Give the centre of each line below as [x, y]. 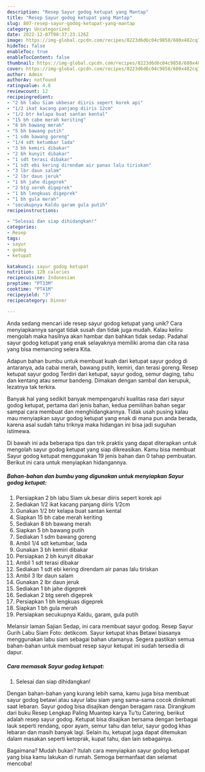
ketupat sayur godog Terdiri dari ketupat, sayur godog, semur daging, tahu [100, 374]
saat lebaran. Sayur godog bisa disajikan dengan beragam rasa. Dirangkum [101, 706]
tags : [14, 238]
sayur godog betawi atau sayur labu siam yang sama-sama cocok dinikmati [102, 700]
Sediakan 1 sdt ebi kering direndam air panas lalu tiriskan [87, 569]
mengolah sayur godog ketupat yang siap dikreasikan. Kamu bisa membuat [101, 449]
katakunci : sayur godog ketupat [48, 266]
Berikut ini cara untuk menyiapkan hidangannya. [67, 462]
